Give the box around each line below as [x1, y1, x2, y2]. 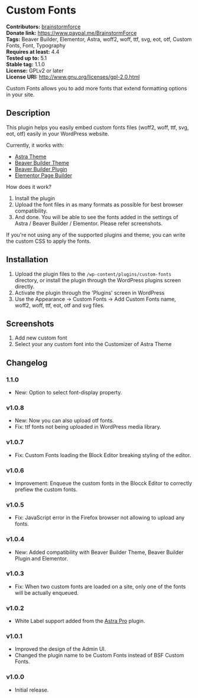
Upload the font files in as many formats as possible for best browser [14, 201, 183, 208]
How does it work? [6, 183, 52, 190]
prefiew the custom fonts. [14, 485, 78, 493]
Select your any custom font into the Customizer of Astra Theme [14, 341, 172, 348]
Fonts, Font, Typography [6, 42, 66, 49]
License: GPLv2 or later [6, 67, 64, 74]
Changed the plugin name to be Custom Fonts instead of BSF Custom [14, 652, 184, 659]
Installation [6, 255, 48, 265]
